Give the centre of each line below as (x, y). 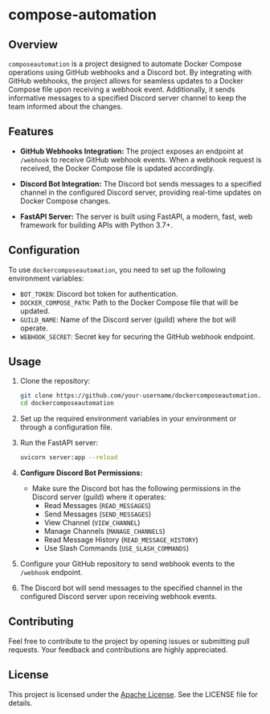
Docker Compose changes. (65, 201)
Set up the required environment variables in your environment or (128, 419)
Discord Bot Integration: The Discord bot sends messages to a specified (141, 183)
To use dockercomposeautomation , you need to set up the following (117, 269)
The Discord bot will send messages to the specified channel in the (131, 588)
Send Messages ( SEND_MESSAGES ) (98, 514)
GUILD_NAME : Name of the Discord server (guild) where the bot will (128, 319)
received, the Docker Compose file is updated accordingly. (117, 168)
